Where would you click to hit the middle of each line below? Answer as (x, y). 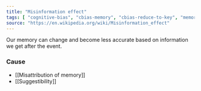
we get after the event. (34, 46)
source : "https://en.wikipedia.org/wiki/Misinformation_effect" (88, 23)
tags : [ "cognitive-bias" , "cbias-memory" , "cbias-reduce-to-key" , (92, 17)
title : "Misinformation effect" (46, 12)
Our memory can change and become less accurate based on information (97, 40)
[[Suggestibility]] (36, 81)
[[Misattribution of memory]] (50, 75)
